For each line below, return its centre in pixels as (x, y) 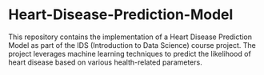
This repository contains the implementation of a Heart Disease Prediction (130, 37)
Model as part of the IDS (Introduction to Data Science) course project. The (132, 45)
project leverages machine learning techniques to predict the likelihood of (130, 53)
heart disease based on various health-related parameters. (105, 62)
